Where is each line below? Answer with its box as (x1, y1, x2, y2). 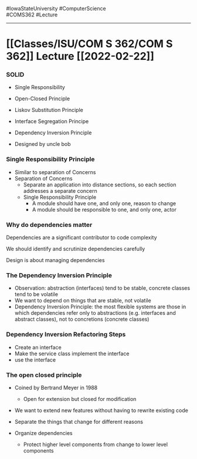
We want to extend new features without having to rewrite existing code (14, 407, 189, 414)
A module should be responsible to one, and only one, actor (32, 206, 177, 213)
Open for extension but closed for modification (23, 395, 137, 402)
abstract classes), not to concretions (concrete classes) (14, 316, 150, 323)
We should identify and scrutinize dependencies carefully (6, 246, 145, 253)
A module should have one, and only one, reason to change (32, 199, 176, 207)
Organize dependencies (14, 429, 73, 436)
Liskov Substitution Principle (14, 107, 83, 114)
